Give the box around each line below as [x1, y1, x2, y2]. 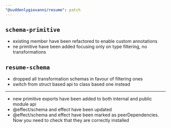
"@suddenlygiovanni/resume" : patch [5, 7, 81, 13]
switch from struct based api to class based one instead [12, 81, 131, 88]
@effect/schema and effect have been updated [12, 107, 112, 113]
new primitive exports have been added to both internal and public [12, 96, 152, 102]
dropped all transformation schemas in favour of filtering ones [12, 76, 143, 82]
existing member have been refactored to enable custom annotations [12, 38, 158, 45]
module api [12, 101, 37, 107]
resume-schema [5, 64, 50, 71]
